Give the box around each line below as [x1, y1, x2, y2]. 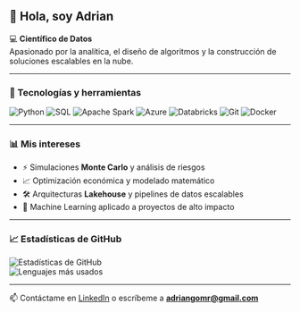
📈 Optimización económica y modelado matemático [21, 175, 215, 186]
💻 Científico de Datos [9, 33, 93, 44]
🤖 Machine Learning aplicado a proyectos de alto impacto [21, 202, 235, 213]
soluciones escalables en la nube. [9, 55, 134, 66]
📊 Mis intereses [9, 138, 81, 150]
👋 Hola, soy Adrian [9, 9, 114, 24]
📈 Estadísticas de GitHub [9, 233, 122, 246]
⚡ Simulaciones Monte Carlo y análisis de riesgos [21, 162, 205, 173]
